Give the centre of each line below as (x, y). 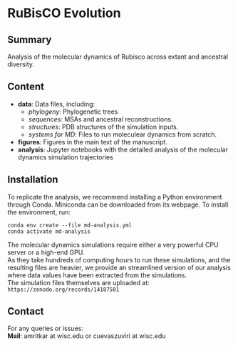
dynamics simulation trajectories (66, 157)
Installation (33, 180)
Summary (30, 40)
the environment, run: (39, 212)
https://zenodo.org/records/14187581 (63, 290)
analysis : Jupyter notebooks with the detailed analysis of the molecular (123, 149)
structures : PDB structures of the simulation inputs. (103, 127)
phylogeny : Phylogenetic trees (73, 112)
